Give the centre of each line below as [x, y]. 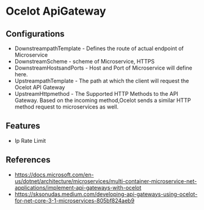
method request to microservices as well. [67, 107]
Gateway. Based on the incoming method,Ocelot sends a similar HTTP [103, 100]
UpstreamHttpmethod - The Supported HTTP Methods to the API [96, 94]
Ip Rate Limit [30, 140]
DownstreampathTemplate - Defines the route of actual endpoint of [99, 48]
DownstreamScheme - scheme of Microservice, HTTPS [85, 61]
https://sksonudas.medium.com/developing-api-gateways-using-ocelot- [106, 194]
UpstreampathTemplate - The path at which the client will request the [102, 81]
